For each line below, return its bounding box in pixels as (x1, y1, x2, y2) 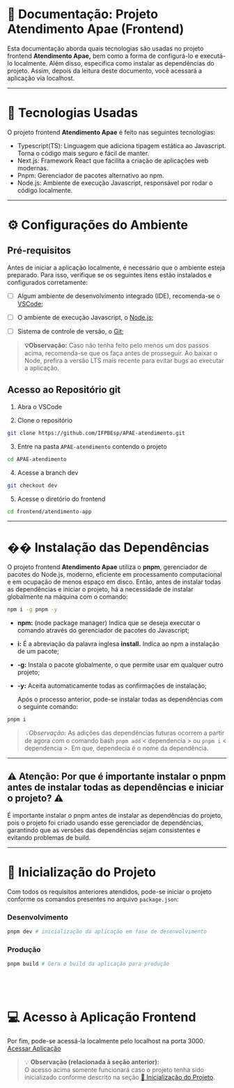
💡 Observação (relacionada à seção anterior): (24, 1058, 159, 1066)
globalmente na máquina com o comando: (7, 593, 128, 601)
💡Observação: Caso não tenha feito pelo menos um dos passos (24, 341, 209, 350)
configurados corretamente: (7, 278, 88, 286)
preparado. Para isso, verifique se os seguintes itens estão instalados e (7, 270, 212, 279)
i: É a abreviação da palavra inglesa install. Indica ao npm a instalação (17, 640, 220, 648)
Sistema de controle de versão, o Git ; (17, 328, 124, 335)
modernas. (17, 163, 49, 172)
